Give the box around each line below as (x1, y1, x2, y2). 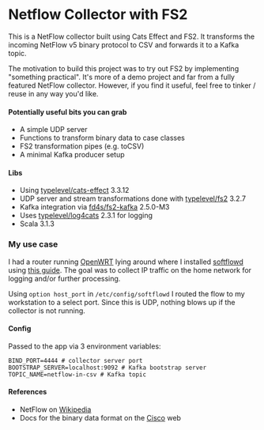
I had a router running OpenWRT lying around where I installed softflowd (8, 257, 243, 266)
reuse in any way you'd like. (8, 89, 99, 98)
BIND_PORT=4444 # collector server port (8, 356, 144, 364)
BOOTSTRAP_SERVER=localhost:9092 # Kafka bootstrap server (8, 364, 207, 372)
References (8, 387, 47, 397)
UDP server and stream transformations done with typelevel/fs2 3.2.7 (19, 194, 247, 203)
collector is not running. (8, 306, 85, 315)
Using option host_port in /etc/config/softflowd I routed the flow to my (8, 289, 245, 298)
